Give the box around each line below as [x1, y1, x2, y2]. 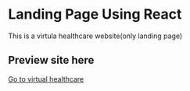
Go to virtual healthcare [8, 74, 84, 83]
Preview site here [8, 54, 95, 67]
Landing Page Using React [8, 5, 182, 23]
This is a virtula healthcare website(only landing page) [8, 31, 183, 40]
